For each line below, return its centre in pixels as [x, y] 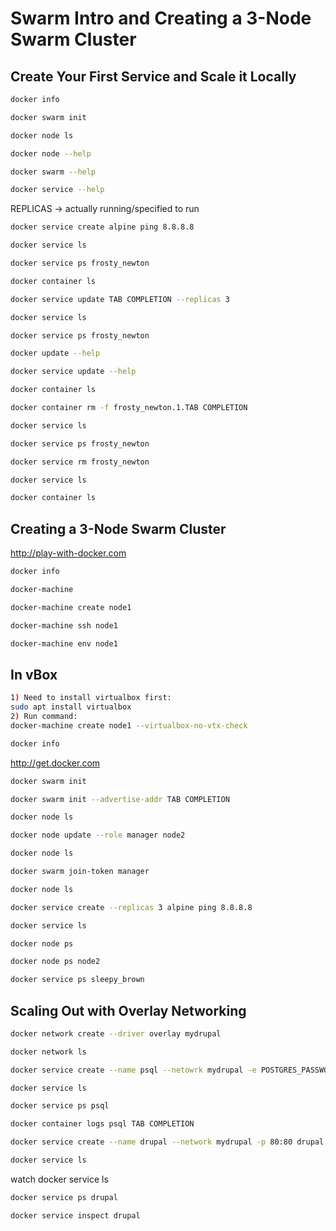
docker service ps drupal [64, 1197]
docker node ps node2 [55, 962]
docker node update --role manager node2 [98, 835]
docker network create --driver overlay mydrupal [116, 1033]
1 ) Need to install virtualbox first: [91, 698]
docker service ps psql [60, 1106]
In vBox [34, 674]
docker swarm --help [53, 172]
